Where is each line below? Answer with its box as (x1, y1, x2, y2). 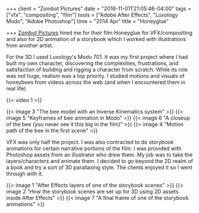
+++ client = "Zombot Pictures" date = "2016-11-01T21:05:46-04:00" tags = (6, 5, 191, 12)
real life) (6, 85, 27, 92)
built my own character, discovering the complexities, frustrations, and (6, 59, 179, 67)
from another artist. (6, 42, 53, 49)
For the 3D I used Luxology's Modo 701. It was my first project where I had (6, 54, 188, 60)
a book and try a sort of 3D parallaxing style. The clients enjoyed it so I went (6, 164, 193, 171)
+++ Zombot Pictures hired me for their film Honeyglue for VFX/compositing (6, 29, 193, 36)
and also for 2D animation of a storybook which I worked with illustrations (6, 36, 187, 42)
